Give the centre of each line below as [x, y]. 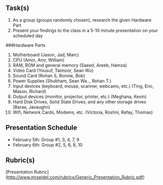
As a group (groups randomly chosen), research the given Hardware [82, 20]
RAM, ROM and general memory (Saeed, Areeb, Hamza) [70, 65]
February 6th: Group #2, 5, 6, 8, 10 [48, 145]
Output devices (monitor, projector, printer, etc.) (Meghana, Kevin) [80, 96]
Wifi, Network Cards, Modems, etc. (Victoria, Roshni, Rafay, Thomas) [83, 112]
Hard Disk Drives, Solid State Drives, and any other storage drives [80, 102]
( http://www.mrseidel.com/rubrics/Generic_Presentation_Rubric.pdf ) [75, 177]
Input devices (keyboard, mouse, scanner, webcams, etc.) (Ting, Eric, [83, 86]
